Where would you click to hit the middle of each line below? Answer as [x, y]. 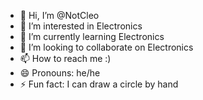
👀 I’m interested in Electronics [81, 26]
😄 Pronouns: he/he [60, 73]
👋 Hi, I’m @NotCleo [59, 15]
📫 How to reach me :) [65, 58]
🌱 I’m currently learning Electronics [92, 36]
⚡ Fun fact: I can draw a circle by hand [99, 84]
